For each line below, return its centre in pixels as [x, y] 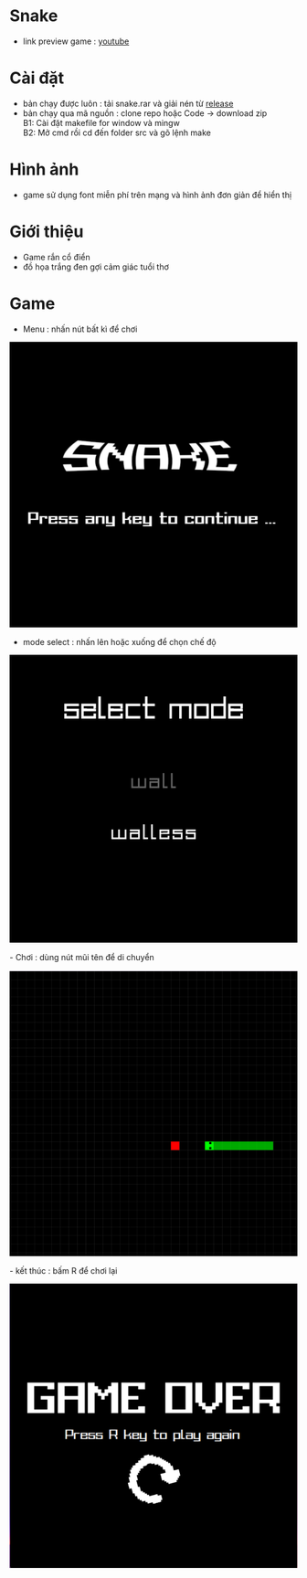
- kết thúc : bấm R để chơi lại [64, 1270]
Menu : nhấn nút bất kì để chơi [80, 329]
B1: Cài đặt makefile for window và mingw [101, 122]
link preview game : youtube [76, 41]
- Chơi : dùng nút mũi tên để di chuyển [82, 957]
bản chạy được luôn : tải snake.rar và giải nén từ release [128, 103]
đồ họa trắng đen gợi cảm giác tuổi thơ [95, 267]
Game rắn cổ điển [57, 257]
